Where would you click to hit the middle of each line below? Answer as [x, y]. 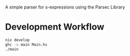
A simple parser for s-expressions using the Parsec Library [65, 7]
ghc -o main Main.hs [26, 44]
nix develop [17, 40]
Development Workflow [55, 27]
